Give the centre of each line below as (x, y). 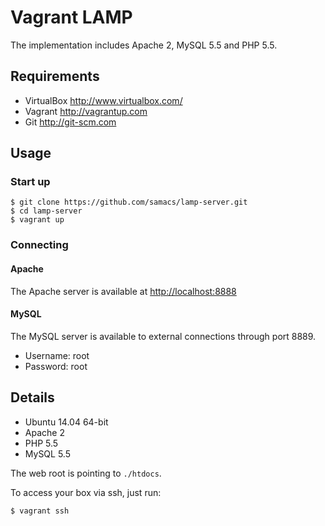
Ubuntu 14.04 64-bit (66, 422)
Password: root (56, 366)
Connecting (39, 245)
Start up (30, 182)
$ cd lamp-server (46, 211)
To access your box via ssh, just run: (86, 492)
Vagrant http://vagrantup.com (86, 111)
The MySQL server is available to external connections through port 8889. (163, 336)
